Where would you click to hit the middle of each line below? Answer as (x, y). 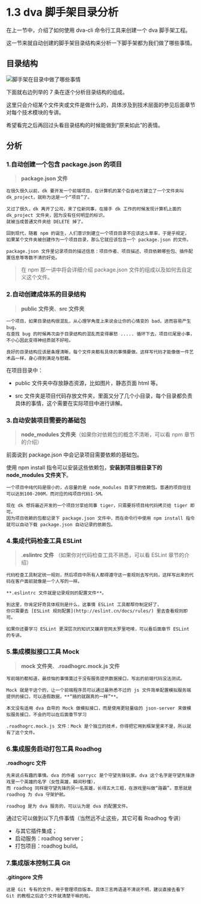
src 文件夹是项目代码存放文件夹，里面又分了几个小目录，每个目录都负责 (104, 396)
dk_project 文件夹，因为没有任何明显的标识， (57, 216)
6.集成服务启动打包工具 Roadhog (54, 748)
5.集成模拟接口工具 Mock (43, 652)
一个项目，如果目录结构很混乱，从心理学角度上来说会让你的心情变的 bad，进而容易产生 (99, 321)
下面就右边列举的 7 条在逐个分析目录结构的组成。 (67, 92)
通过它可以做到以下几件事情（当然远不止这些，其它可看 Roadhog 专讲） (95, 818)
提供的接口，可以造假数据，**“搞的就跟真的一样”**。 (64, 696)
